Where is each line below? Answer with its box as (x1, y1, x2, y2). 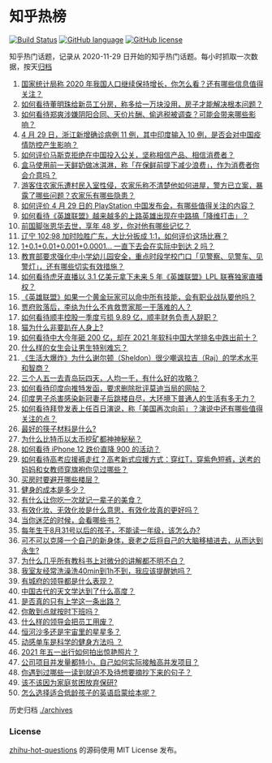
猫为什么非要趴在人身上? (20, 322, 104, 332)
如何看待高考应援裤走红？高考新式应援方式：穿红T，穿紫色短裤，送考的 (20, 454, 261, 463)
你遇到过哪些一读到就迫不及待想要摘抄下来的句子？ (20, 667, 192, 677)
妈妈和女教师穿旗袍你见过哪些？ (20, 464, 128, 474)
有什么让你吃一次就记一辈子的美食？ (20, 494, 143, 504)
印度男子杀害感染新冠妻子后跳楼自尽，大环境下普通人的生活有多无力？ (20, 393, 257, 403)
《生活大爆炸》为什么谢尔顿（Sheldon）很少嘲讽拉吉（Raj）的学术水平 (20, 352, 259, 362)
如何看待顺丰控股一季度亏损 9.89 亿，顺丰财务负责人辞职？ (20, 312, 218, 321)
